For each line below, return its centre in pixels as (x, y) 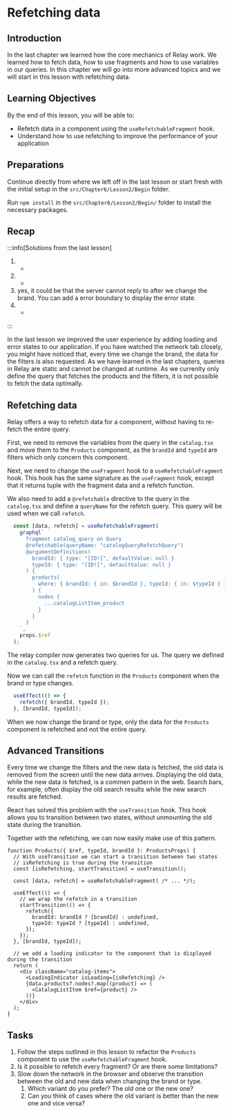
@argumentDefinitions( (58, 552)
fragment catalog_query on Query (74, 539)
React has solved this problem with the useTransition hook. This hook (107, 810)
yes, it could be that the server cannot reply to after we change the (112, 291)
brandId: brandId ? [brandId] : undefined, (95, 917)
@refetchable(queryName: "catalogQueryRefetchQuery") (105, 545)
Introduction (35, 38)
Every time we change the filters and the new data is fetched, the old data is (115, 768)
